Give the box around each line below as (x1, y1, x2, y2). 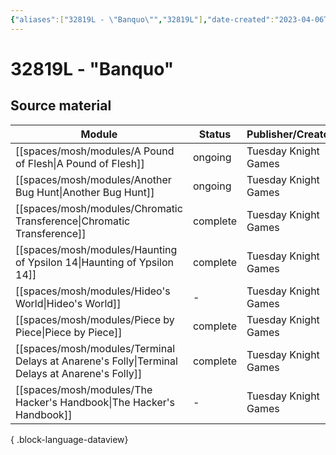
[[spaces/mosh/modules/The (15, 382, 153, 396)
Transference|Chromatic (15, 214, 131, 228)
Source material (10, 97, 112, 115)
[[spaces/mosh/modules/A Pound (15, 144, 175, 158)
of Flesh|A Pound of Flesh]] (15, 156, 145, 170)
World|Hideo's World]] (15, 296, 122, 310)
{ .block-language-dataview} (10, 433, 129, 445)
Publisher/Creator (246, 127, 334, 141)
